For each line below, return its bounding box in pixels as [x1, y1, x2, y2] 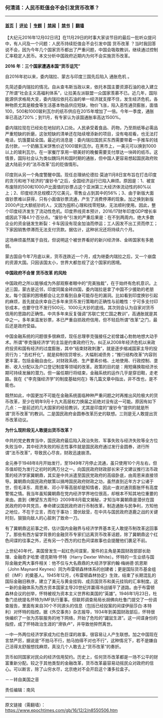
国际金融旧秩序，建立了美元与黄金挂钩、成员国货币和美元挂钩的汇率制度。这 [5, 578, 158, 584]
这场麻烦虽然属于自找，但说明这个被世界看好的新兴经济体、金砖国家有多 [5, 237, 149, 242]
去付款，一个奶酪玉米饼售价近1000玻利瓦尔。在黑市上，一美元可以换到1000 [5, 143, 157, 149]
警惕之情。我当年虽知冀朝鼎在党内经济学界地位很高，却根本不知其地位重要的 [5, 490, 158, 496]
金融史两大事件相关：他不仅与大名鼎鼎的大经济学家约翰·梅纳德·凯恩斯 [9, 560, 148, 566]
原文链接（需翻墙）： [5, 701, 46, 708]
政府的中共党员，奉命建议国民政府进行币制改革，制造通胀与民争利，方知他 [9, 502, 158, 508]
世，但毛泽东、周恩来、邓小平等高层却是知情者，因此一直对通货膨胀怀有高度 [5, 484, 158, 490]
